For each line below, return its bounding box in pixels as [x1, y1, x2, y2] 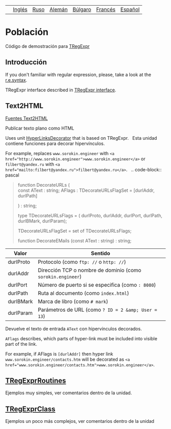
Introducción [5, 58, 47, 67]
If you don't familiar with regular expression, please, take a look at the [5, 71, 152, 78]
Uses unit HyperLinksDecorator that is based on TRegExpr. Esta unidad [5, 135, 157, 141]
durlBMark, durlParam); [17, 218, 67, 224]
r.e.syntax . [5, 77, 27, 83]
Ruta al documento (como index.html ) [38, 289, 129, 296]
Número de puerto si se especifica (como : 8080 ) [38, 281, 156, 288]
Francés [96, 6, 116, 13]
